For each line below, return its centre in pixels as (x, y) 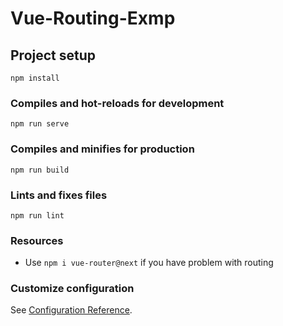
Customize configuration (72, 289)
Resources (37, 240)
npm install (35, 78)
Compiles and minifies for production (102, 149)
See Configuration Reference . (71, 310)
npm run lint (37, 215)
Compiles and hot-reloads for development (117, 103)
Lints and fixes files (59, 195)
